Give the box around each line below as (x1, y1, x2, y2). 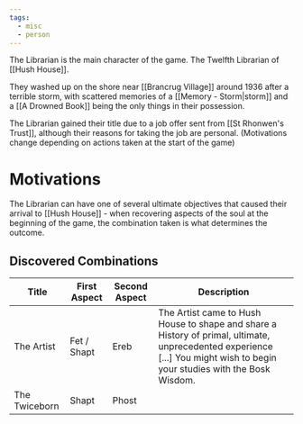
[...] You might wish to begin (157, 352, 277, 365)
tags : (9, 13, 30, 23)
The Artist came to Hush (157, 307, 262, 320)
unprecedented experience (157, 340, 273, 353)
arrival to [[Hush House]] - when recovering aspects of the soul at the (9, 208, 269, 219)
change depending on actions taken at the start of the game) (9, 137, 235, 149)
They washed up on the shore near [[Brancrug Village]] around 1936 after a (9, 82, 289, 93)
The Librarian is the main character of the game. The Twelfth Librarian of (9, 55, 280, 66)
